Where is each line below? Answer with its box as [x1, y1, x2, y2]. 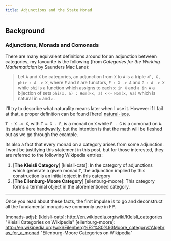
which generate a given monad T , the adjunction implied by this [12, 168, 146, 174]
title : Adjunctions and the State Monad [5, 7, 93, 13]
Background [5, 26, 45, 35]
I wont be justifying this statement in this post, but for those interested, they [5, 147, 164, 153]
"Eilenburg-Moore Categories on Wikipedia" [40, 230, 133, 236]
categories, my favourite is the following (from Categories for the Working [5, 59, 160, 65]
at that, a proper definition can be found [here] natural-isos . [5, 111, 131, 117]
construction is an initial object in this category [12, 173, 111, 179]
